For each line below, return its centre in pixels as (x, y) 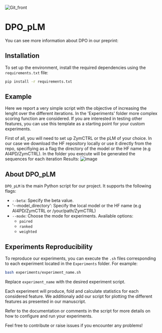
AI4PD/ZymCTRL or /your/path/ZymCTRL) (54, 211)
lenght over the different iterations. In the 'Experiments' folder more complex (81, 114)
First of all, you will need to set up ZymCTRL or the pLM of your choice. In (79, 138)
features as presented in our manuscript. (45, 301)
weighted (28, 232)
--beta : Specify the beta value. (43, 200)
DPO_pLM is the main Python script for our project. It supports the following (78, 186)
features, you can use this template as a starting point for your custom (75, 124)
